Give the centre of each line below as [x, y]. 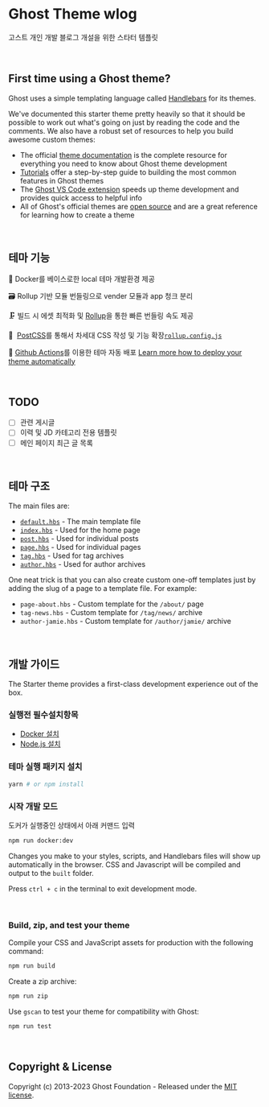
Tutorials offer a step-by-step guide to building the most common [128, 172]
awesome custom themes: [52, 139]
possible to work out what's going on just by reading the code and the [124, 122]
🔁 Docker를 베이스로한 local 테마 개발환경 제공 [82, 279]
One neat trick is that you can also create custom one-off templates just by [132, 580]
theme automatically [42, 361]
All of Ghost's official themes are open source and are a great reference [139, 206]
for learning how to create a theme [77, 215]
